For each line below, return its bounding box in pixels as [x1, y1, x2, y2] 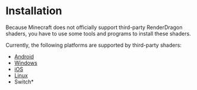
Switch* [14, 78, 34, 85]
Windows [14, 59, 37, 66]
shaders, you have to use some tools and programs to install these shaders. [5, 30, 191, 37]
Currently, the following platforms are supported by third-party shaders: [5, 41, 182, 49]
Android [14, 53, 34, 60]
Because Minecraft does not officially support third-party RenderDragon [5, 24, 183, 31]
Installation [5, 4, 62, 18]
